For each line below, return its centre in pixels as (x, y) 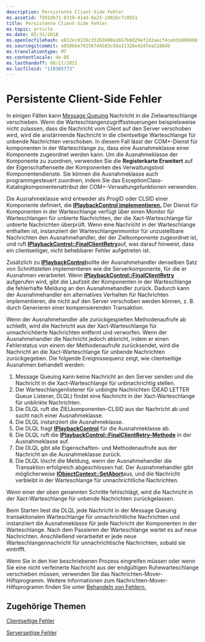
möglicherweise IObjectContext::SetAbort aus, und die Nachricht (98, 474)
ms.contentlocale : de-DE (38, 57)
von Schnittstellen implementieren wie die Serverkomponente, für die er (97, 269)
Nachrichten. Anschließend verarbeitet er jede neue (71, 537)
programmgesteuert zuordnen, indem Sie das (63, 180)
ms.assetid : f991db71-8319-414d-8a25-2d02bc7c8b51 (72, 18)
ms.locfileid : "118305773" (41, 69)
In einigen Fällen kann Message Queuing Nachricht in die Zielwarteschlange (102, 116)
